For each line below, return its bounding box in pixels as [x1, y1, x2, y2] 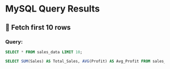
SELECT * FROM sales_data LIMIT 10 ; [5, 49, 82, 54]
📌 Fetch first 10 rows [5, 23, 71, 32]
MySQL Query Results [5, 3, 100, 15]
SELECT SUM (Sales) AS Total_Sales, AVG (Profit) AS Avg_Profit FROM [5, 58, 151, 63]
